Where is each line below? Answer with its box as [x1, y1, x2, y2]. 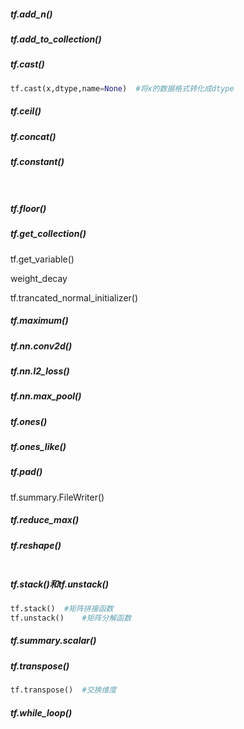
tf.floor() [10, 202, 47, 214]
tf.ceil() [10, 105, 42, 117]
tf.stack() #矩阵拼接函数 [10, 604, 114, 614]
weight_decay [10, 272, 68, 284]
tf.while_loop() [10, 706, 73, 719]
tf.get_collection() [10, 228, 87, 240]
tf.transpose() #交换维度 [10, 685, 117, 695]
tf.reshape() [10, 539, 62, 551]
